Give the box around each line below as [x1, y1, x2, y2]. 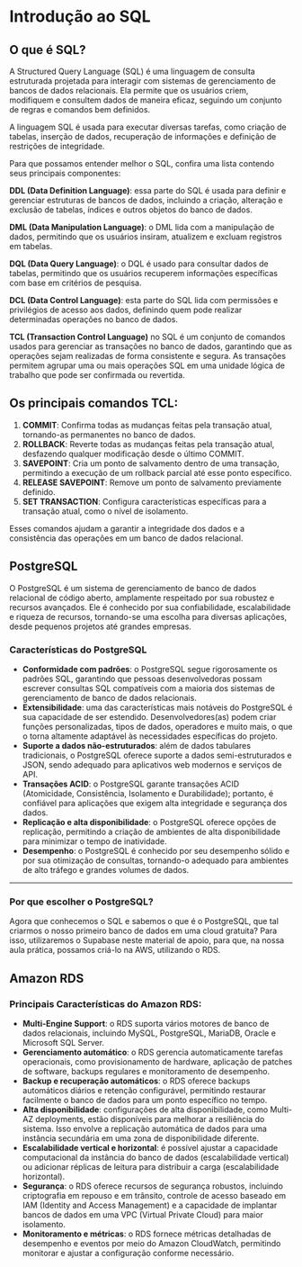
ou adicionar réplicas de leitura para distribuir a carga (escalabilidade [22, 1161, 280, 1172]
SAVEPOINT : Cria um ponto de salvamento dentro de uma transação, [22, 457, 280, 469]
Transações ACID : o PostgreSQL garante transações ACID [22, 778, 240, 789]
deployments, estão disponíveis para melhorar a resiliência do [35, 1113, 265, 1124]
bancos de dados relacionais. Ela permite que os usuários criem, [9, 85, 249, 95]
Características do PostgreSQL [9, 643, 147, 656]
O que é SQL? [9, 42, 87, 58]
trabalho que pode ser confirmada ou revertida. [9, 370, 186, 380]
